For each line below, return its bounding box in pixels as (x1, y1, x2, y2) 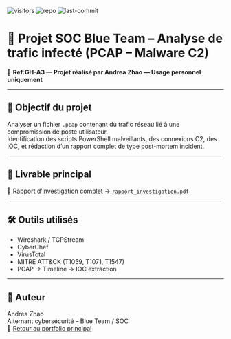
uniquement (7, 75, 43, 83)
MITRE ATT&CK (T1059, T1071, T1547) (16, 258, 125, 266)
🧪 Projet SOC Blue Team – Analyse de (7, 31, 223, 46)
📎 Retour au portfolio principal (7, 325, 92, 333)
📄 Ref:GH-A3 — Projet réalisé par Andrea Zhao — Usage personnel (7, 68, 201, 76)
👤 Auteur (7, 291, 46, 303)
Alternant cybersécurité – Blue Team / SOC (7, 317, 129, 325)
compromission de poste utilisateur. (7, 127, 109, 136)
